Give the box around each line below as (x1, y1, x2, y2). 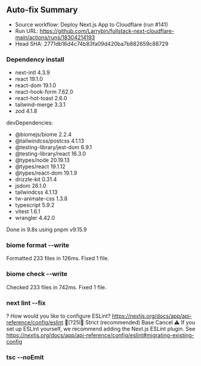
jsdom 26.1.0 (14, 182, 46, 190)
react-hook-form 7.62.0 (14, 88, 74, 95)
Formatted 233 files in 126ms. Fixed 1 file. (6, 255, 110, 262)
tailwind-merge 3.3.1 (14, 101, 66, 108)
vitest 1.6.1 (14, 208, 40, 215)
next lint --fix (6, 298, 46, 307)
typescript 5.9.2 (14, 202, 55, 209)
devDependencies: (6, 119, 53, 126)
